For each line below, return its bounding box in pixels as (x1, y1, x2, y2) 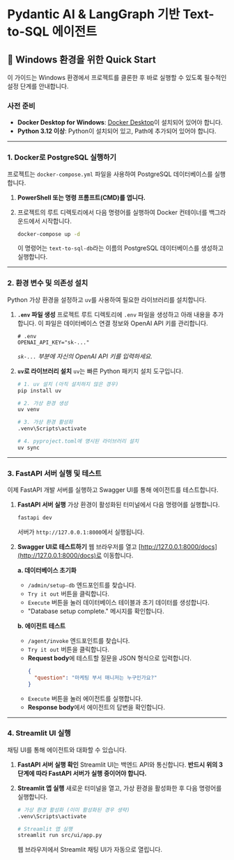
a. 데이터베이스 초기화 (17, 566, 77, 574)
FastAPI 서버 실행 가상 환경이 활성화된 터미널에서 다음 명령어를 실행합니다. (17, 500, 221, 509)
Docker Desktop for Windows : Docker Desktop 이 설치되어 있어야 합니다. (17, 118, 223, 127)
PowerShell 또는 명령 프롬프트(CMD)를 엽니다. (17, 193, 146, 202)
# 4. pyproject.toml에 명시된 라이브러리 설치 (17, 438, 139, 445)
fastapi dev (17, 514, 52, 522)
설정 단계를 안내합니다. (7, 82, 69, 90)
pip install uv (17, 387, 62, 394)
